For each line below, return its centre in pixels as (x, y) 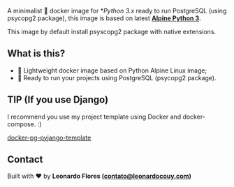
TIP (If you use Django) (58, 100)
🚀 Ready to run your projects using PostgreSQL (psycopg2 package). (117, 77)
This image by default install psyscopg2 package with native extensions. (112, 32)
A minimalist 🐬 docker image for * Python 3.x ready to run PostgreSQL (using (117, 11)
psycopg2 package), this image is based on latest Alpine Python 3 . (104, 18)
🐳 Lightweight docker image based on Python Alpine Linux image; (112, 70)
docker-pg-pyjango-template (49, 137)
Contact (25, 159)
